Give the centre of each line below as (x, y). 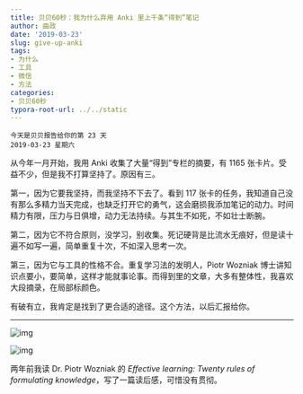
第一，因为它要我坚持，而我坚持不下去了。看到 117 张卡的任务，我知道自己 (148, 193)
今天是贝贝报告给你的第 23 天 (58, 136)
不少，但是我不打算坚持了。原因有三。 (89, 174)
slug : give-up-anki (47, 43)
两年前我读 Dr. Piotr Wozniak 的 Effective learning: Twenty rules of (133, 369)
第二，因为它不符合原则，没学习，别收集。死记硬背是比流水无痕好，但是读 (148, 235)
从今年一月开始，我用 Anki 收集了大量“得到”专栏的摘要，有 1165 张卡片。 (145, 163)
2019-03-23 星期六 (43, 145)
